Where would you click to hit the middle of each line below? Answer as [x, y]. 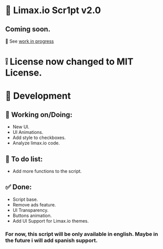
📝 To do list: [24, 159]
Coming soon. [28, 29]
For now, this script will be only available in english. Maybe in [82, 234]
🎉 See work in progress [30, 41]
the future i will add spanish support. [51, 240]
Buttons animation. [32, 216]
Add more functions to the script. [47, 171]
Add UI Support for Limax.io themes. [51, 221]
